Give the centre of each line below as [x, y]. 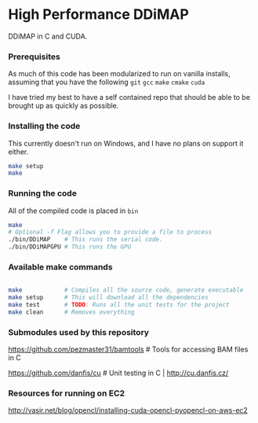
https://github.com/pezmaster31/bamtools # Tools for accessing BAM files [128, 349]
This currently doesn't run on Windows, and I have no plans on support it [126, 143]
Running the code [42, 193]
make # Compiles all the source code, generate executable [126, 290]
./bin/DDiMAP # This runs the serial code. [85, 240]
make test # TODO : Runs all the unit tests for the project [119, 305]
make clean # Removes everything [71, 312]
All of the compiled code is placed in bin [73, 211]
